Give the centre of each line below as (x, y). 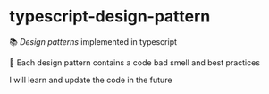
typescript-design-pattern (110, 17)
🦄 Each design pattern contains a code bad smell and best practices (135, 62)
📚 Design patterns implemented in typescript (93, 41)
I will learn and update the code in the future (91, 80)
